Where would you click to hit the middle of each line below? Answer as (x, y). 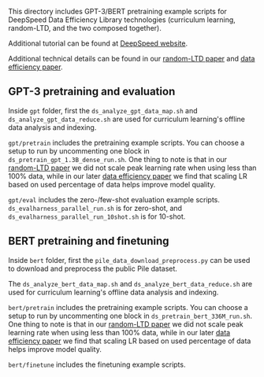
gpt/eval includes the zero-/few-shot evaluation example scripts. (114, 199)
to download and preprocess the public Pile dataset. (93, 268)
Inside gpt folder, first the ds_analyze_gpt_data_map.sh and (103, 110)
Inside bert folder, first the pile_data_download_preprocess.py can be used (129, 260)
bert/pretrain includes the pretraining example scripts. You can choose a (128, 307)
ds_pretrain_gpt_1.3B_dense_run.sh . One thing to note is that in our (117, 159)
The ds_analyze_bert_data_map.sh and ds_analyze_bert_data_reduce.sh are (130, 283)
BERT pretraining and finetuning (89, 241)
